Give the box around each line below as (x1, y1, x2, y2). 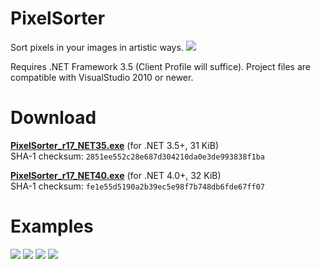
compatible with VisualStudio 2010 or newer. (10, 71, 194, 83)
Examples (10, 215, 94, 238)
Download (10, 107, 97, 129)
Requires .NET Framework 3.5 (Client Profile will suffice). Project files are (10, 60, 311, 72)
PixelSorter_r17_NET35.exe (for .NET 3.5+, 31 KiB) (10, 139, 220, 151)
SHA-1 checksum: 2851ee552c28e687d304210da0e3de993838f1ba (10, 150, 266, 162)
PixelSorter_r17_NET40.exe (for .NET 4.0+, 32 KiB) (10, 169, 222, 181)
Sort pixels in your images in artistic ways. (10, 41, 184, 53)
